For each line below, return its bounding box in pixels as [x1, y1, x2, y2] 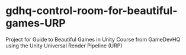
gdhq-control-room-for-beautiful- [5, 4, 178, 18]
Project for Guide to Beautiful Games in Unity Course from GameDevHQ [5, 36, 181, 43]
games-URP [5, 16, 66, 30]
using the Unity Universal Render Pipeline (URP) [5, 42, 123, 49]
